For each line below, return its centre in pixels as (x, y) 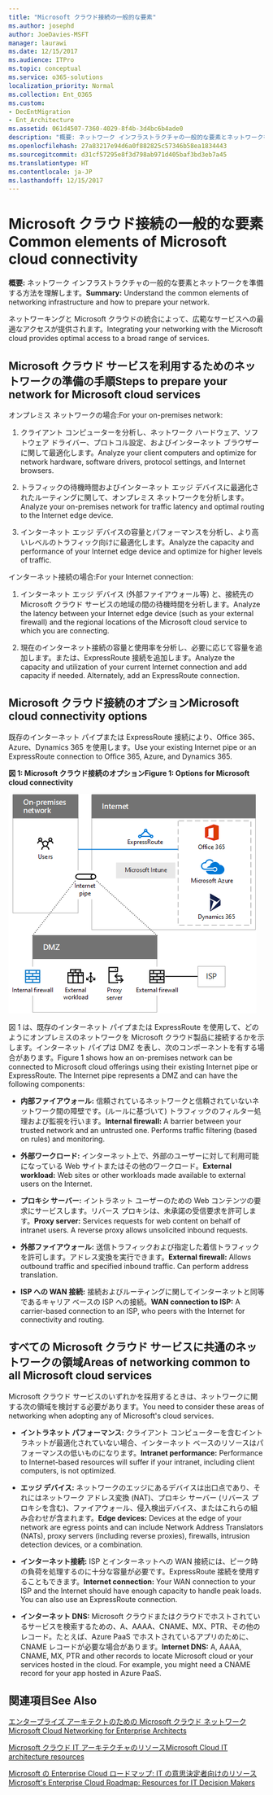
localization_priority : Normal (61, 85)
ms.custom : (27, 103)
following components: (47, 1084)
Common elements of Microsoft (118, 242)
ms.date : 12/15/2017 (43, 52)
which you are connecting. (65, 630)
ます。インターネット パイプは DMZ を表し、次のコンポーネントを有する (136, 1047)
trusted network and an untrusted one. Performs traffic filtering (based (139, 1130)
